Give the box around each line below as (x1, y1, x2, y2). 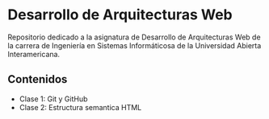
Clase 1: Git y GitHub (19, 94, 88, 104)
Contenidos (7, 72, 68, 86)
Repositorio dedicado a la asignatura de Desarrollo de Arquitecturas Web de (7, 32, 261, 42)
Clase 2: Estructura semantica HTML (19, 102, 142, 112)
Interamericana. (7, 49, 61, 59)
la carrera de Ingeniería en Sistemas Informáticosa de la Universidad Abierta (7, 40, 262, 50)
